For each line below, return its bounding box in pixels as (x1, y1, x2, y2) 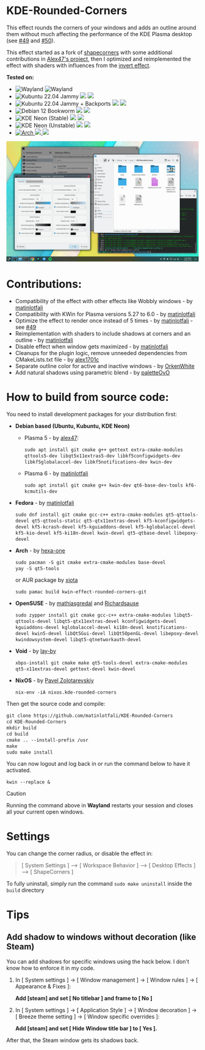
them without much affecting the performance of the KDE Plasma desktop (6, 30, 192, 37)
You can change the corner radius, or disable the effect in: (6, 850, 153, 857)
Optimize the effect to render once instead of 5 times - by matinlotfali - (15, 317, 193, 324)
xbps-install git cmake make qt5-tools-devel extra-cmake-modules (15, 659, 188, 666)
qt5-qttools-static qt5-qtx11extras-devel (31, 518, 142, 524)
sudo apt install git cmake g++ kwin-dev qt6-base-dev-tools (24, 482, 183, 488)
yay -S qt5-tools (15, 565, 60, 571)
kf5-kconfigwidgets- (143, 518, 196, 524)
